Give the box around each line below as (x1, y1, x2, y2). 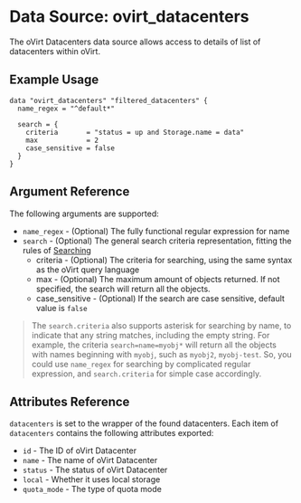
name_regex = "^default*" (17, 104, 116, 113)
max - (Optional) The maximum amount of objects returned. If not (35, 273, 280, 284)
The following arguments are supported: (9, 208, 160, 219)
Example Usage (9, 72, 99, 88)
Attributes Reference (9, 394, 130, 409)
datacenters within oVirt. (9, 45, 101, 56)
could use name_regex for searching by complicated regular (31, 358, 251, 369)
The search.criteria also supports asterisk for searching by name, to (31, 319, 292, 331)
